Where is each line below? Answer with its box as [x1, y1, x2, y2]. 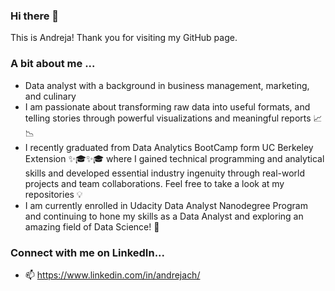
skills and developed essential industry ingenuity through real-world [24, 167, 306, 179]
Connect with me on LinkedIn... [10, 245, 166, 259]
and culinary [24, 90, 77, 102]
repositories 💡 [24, 188, 83, 200]
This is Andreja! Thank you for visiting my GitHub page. [10, 32, 238, 44]
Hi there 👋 [10, 9, 60, 23]
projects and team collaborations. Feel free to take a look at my [24, 177, 285, 189]
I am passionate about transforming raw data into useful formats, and [24, 100, 311, 113]
